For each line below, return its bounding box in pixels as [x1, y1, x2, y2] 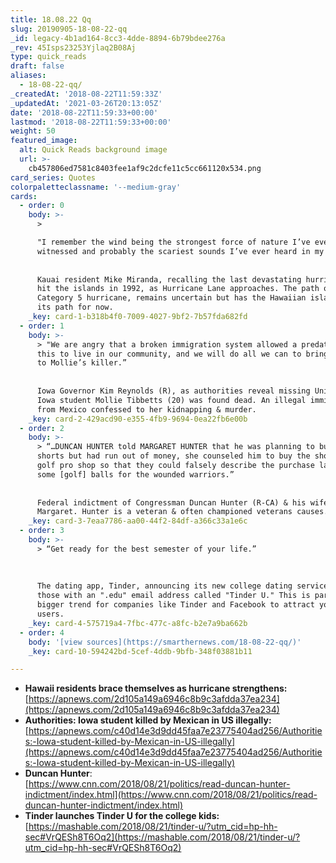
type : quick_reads [10, 52, 87, 62]
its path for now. [36, 302, 114, 313]
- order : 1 [19, 321, 65, 331]
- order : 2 [19, 423, 65, 433]
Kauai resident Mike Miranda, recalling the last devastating [36, 274, 302, 285]
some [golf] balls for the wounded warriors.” [36, 469, 235, 480]
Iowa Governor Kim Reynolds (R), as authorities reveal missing [36, 386, 311, 396]
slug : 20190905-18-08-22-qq [10, 24, 128, 34]
